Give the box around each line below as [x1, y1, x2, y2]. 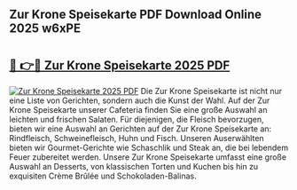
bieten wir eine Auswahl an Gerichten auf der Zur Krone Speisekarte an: [9, 123, 272, 134]
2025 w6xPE [9, 21, 82, 36]
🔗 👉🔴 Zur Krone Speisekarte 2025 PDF [9, 58, 231, 73]
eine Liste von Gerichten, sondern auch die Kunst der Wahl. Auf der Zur [9, 95, 270, 106]
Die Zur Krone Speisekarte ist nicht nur [140, 86, 283, 96]
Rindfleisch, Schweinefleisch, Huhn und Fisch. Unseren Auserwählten [9, 133, 264, 143]
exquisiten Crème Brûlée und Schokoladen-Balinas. [9, 170, 197, 181]
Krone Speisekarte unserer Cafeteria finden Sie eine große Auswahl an [9, 105, 268, 115]
